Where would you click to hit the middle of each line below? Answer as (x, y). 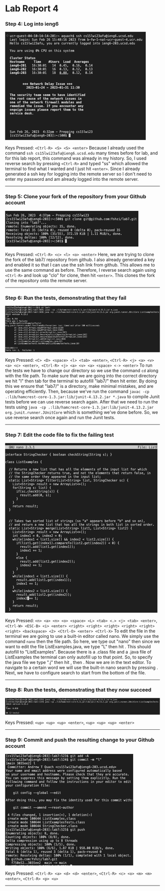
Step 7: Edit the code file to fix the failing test (60, 435)
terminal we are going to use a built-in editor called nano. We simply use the (82, 636)
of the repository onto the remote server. (46, 280)
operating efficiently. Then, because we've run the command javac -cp (77, 392)
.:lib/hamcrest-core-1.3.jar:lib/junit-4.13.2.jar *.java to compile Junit (82, 397)
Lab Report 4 (32, 9)
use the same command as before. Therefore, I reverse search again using (81, 270)
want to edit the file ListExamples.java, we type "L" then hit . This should (78, 646)
